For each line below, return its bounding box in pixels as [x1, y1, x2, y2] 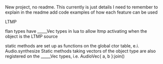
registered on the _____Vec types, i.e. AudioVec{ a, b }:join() [5, 53, 125, 59]
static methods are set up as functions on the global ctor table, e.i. [5, 43, 139, 48]
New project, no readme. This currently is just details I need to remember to [5, 4, 158, 10]
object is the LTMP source [5, 34, 58, 39]
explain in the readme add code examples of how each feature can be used [5, 9, 158, 15]
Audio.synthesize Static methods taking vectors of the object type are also [5, 48, 156, 54]
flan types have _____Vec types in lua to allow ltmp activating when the [5, 28, 147, 34]
